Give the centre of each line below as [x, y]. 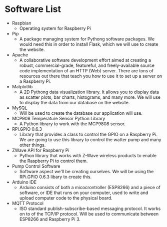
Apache [20, 55]
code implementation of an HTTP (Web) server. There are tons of [86, 70]
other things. [32, 145]
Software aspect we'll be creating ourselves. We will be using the [86, 171]
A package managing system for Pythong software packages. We [87, 39]
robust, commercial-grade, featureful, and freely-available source [87, 65]
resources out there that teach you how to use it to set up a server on [91, 76]
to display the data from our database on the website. [74, 102]
